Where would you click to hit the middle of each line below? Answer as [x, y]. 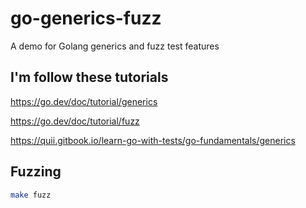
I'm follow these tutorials [89, 77]
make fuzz [31, 195]
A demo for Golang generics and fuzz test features [115, 46]
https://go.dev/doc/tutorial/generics [84, 101]
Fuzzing [36, 172]
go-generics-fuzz [86, 18]
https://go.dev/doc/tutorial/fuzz [75, 121]
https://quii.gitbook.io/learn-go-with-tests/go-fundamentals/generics [153, 140]
